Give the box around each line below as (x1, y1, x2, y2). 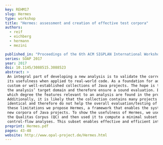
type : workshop (5, 16, 36, 21)
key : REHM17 (5, 7, 29, 12)
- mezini (9, 43, 27, 48)
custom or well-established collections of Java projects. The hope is (7, 83, 155, 88)
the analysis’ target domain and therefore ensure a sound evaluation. (7, 87, 155, 92)
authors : (5, 25, 23, 30)
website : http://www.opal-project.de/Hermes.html (5, 132, 108, 138)
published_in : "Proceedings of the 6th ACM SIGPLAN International (5, 52, 142, 57)
